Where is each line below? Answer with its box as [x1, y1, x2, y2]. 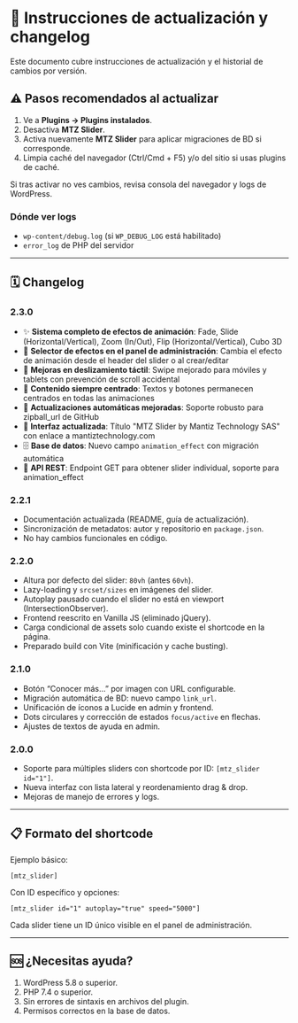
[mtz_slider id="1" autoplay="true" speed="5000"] [10, 903, 201, 913]
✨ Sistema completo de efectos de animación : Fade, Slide [22, 326, 239, 337]
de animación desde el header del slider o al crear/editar [22, 354, 229, 366]
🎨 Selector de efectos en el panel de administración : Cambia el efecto [22, 345, 282, 356]
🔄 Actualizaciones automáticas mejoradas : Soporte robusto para [22, 402, 264, 413]
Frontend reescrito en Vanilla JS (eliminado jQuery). [22, 613, 211, 624]
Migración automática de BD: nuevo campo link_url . [22, 693, 218, 703]
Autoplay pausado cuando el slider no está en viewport [22, 593, 225, 605]
